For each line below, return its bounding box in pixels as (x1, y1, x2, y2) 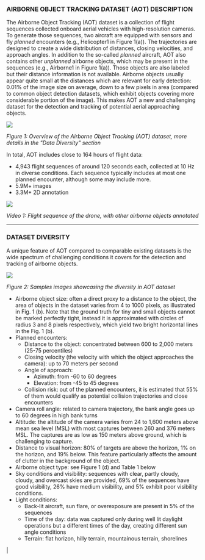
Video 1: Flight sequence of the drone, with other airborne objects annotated (6, 212, 199, 220)
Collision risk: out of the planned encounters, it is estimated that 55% (24, 386, 198, 393)
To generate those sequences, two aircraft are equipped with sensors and (6, 32, 192, 39)
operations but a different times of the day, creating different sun (24, 522, 187, 529)
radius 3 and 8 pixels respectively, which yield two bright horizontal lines (15, 321, 198, 328)
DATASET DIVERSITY (6, 233, 70, 242)
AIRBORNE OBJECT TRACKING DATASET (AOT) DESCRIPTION (6, 5, 193, 13)
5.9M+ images (15, 182, 52, 190)
